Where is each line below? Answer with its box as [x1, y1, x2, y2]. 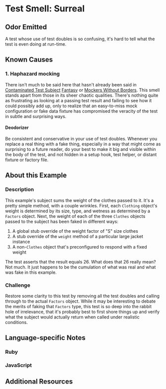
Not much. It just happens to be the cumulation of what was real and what [5, 264, 156, 270]
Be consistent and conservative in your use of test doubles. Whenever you [5, 135, 158, 141]
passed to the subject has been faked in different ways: [5, 218, 119, 224]
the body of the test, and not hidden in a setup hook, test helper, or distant [5, 151, 157, 157]
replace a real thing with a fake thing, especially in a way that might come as [5, 141, 161, 147]
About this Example [5, 171, 67, 180]
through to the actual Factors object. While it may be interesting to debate [5, 298, 156, 304]
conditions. [5, 319, 28, 325]
